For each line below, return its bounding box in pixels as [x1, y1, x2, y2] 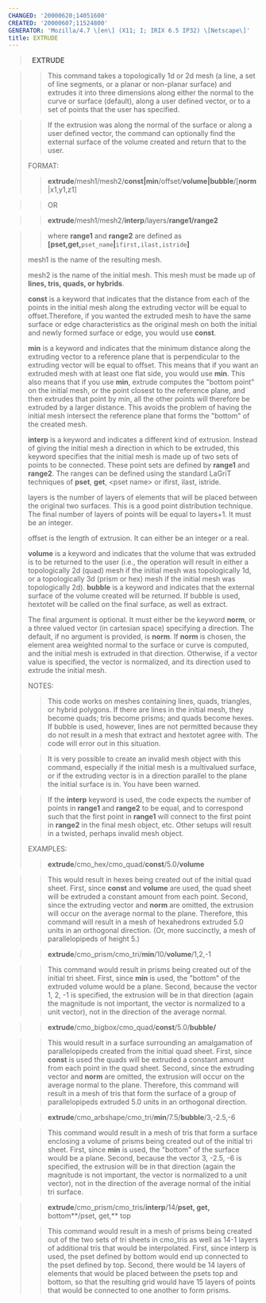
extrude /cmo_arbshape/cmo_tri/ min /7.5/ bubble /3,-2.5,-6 [47, 1113, 236, 1122]
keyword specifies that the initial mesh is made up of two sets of [27, 452, 239, 461]
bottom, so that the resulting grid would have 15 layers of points [47, 1278, 256, 1287]
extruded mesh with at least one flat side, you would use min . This [27, 369, 245, 379]
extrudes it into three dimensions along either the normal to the [47, 88, 254, 98]
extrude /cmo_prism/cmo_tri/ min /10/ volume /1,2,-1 [47, 950, 212, 959]
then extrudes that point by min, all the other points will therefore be [27, 395, 250, 404]
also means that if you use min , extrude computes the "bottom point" [27, 377, 255, 387]
